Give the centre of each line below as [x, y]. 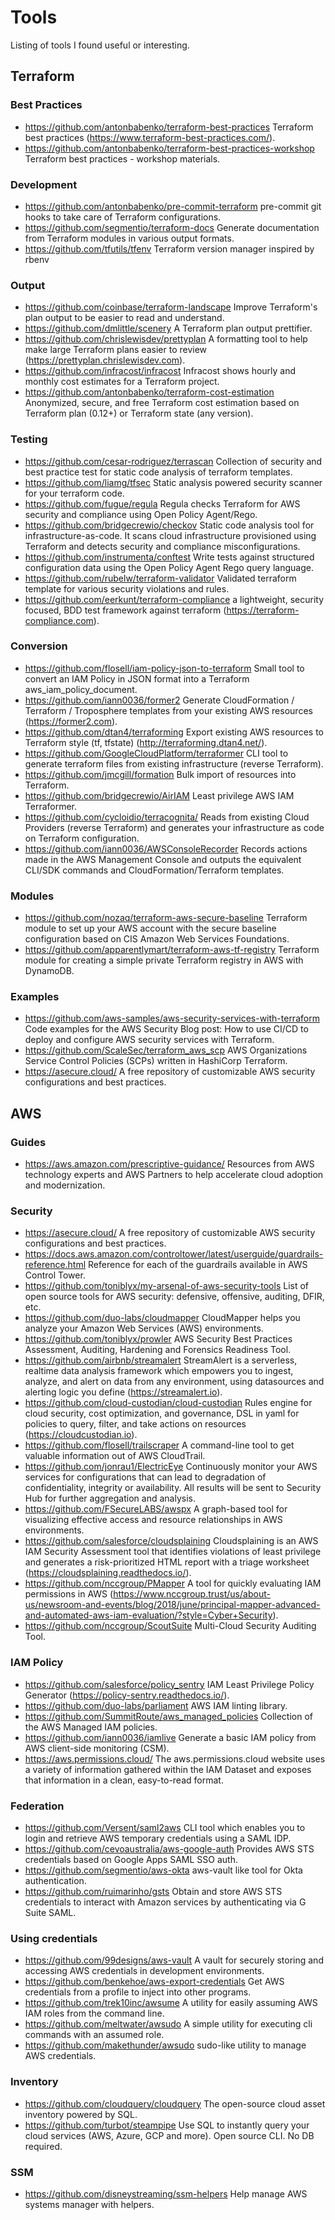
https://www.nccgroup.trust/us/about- [192, 1594]
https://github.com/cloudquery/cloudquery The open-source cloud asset [175, 2103]
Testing [29, 439]
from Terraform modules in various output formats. [129, 238]
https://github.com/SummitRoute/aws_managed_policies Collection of [168, 1716]
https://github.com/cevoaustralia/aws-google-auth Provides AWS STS [169, 1848]
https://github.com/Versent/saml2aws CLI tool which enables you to [165, 1827]
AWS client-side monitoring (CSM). [97, 1748]
